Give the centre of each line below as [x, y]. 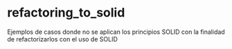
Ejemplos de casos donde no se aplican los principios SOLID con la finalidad [116, 32]
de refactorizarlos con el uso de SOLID [62, 39]
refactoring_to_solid [66, 13]
